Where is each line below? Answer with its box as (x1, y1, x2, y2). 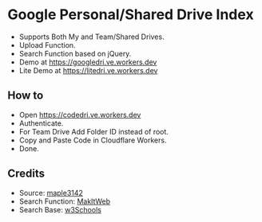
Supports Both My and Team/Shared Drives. (18, 32, 165, 41)
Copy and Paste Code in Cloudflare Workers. (18, 135, 167, 145)
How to (7, 89, 44, 103)
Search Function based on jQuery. (18, 49, 132, 58)
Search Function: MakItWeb (18, 197, 111, 206)
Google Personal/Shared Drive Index (7, 6, 254, 24)
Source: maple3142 (18, 188, 83, 197)
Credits (7, 167, 46, 181)
